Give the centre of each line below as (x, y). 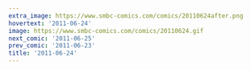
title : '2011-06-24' (43, 53)
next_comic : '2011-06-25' (52, 38)
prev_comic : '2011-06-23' (52, 46)
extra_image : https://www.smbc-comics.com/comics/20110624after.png (126, 16)
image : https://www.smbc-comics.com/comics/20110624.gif (106, 31)
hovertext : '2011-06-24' (50, 23)
